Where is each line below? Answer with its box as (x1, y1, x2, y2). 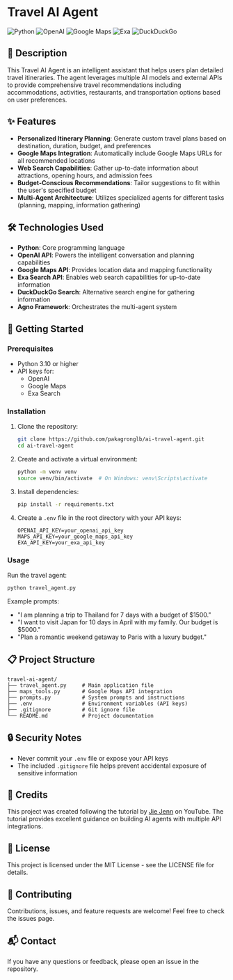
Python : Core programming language (17, 244, 125, 252)
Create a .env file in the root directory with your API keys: (17, 513, 182, 522)
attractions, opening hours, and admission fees (17, 171, 153, 180)
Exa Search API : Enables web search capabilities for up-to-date (17, 273, 201, 282)
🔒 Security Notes (7, 732, 82, 744)
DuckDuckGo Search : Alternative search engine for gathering (17, 288, 195, 297)
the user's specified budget (17, 186, 97, 194)
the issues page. (7, 914, 55, 922)
